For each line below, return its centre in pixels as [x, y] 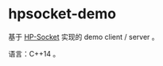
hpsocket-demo [62, 14]
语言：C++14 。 [34, 53]
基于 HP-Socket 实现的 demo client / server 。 [83, 37]
